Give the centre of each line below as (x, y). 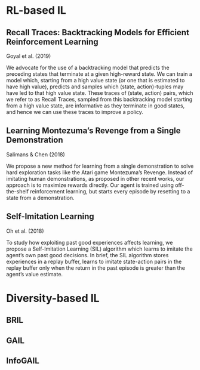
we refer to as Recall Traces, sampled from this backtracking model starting (99, 99)
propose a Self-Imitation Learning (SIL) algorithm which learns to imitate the (99, 249)
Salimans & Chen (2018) (36, 154)
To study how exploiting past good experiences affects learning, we (90, 242)
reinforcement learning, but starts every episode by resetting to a (110, 191)
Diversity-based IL (53, 298)
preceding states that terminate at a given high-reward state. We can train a (99, 74)
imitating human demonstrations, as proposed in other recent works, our (95, 178)
